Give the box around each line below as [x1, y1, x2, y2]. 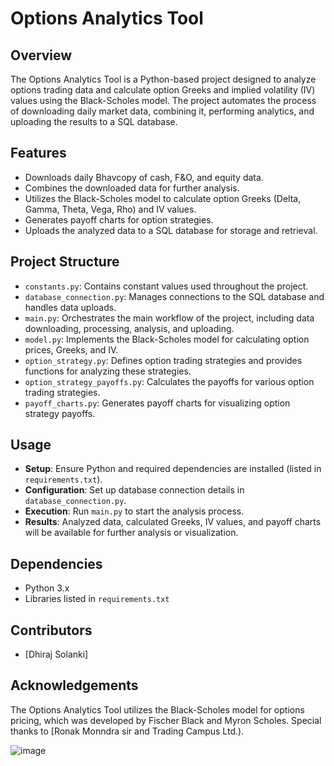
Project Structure [10, 253, 120, 271]
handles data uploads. [24, 301, 117, 313]
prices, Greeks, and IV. [24, 343, 119, 356]
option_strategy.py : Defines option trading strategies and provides [24, 354, 303, 366]
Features [10, 145, 67, 162]
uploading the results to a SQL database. [10, 116, 178, 127]
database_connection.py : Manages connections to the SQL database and [24, 290, 325, 302]
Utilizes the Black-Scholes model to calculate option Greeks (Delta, [24, 192, 302, 204]
